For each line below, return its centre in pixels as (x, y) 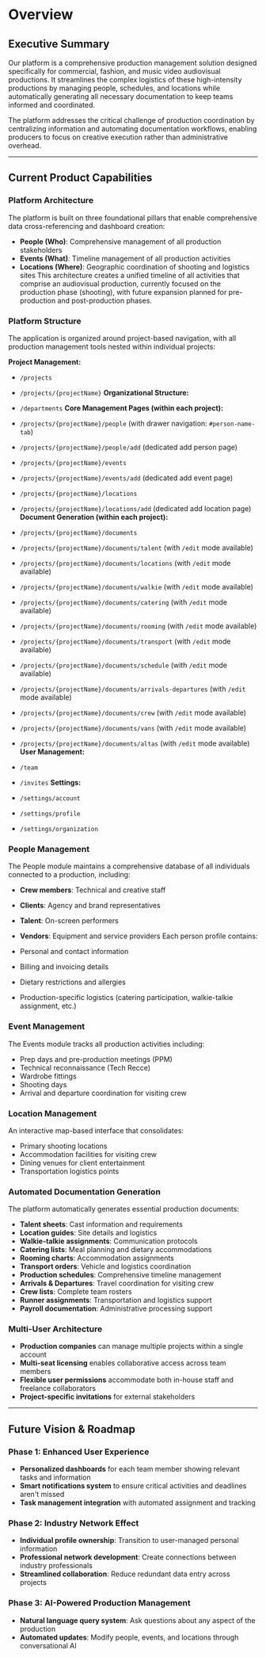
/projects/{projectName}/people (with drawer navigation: (113, 423)
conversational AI (48, 1645)
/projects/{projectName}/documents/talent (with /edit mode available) (136, 548)
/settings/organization (59, 829)
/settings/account (50, 798)
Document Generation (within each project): (94, 517)
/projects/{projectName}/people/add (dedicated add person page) (129, 447)
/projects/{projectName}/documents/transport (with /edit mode (125, 641)
